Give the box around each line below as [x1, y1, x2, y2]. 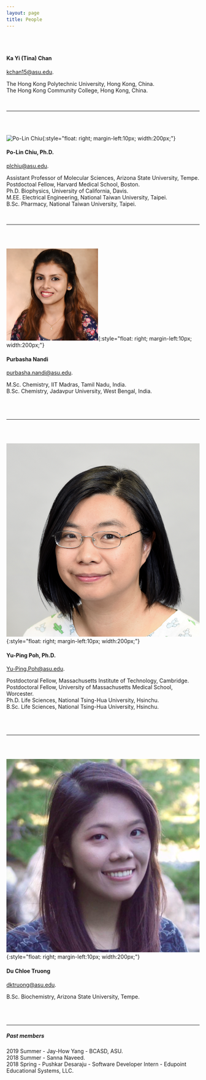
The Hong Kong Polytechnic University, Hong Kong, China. [6, 80, 155, 87]
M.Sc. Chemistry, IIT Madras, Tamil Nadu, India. [6, 381, 127, 388]
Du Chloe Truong [6, 967, 51, 974]
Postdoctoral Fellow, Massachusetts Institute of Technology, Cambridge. [6, 677, 189, 684]
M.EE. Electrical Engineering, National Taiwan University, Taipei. [6, 193, 167, 201]
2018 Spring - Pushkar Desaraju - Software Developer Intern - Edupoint [6, 1060, 187, 1068]
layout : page [6, 10, 40, 16]
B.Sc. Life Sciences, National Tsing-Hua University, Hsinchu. [6, 703, 159, 711]
